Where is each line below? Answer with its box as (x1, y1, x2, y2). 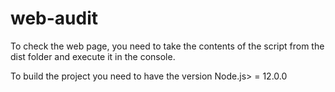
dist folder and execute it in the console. (10, 50, 176, 62)
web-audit (10, 7, 99, 30)
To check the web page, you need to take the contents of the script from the (10, 40, 325, 52)
